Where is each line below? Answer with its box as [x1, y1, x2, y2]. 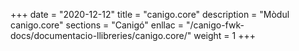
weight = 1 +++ [193, 30, 256, 41]
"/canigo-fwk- [185, 19, 245, 31]
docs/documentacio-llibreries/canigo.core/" [10, 30, 192, 41]
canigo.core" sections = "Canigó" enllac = [10, 19, 185, 31]
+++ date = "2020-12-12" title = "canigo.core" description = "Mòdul [10, 9, 290, 20]
